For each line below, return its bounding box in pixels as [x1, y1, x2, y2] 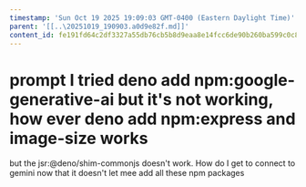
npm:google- [194, 69, 296, 90]
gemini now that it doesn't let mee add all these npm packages [9, 168, 245, 179]
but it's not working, [117, 88, 273, 109]
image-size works [9, 128, 148, 149]
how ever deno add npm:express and [9, 109, 296, 129]
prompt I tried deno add [9, 69, 191, 90]
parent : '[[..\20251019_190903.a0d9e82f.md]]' [9, 22, 189, 31]
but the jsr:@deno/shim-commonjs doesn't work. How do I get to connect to [9, 158, 296, 169]
